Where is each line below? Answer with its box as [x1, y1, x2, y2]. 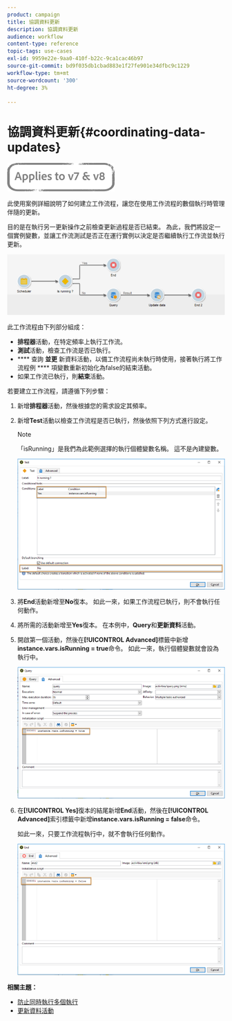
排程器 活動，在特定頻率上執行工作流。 [17, 337, 126, 346]
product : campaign [7, 11, 60, 18]
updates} [7, 139, 61, 155]
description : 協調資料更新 [7, 26, 79, 33]
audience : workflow [7, 33, 64, 40]
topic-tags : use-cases [7, 48, 72, 55]
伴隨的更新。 [7, 208, 43, 216]
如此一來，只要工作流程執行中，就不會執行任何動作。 [17, 829, 169, 838]
